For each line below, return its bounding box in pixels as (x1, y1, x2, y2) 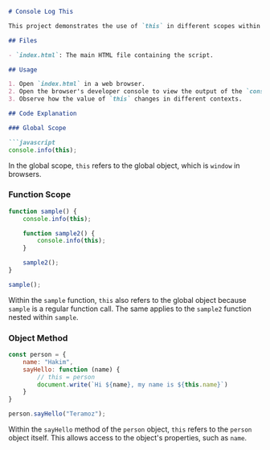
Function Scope (8, 189, 71, 200)
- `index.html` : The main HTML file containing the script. (8, 51, 215, 59)
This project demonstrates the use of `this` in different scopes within (8, 22, 261, 30)
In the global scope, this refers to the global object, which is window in (8, 161, 240, 170)
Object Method (8, 332, 68, 343)
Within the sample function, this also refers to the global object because (8, 295, 247, 305)
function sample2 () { (22, 229, 95, 237)
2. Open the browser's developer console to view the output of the (8, 88, 243, 96)
